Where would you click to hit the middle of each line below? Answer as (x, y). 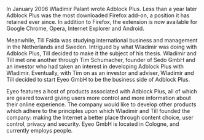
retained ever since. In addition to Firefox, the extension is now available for (102, 22)
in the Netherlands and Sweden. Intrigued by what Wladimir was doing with (102, 47)
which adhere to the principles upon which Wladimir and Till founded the (98, 111)
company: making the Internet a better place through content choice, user (100, 117)
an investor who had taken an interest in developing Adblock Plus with (95, 66)
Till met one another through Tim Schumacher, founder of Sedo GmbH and (101, 60)
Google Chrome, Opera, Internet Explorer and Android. (75, 28)
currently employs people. (40, 130)
